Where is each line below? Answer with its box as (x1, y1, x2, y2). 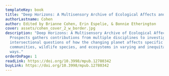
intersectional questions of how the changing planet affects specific (10, 40, 163, 45)
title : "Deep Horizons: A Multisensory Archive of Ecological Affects (5, 12, 156, 17)
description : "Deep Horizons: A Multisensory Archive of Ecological (5, 30, 152, 35)
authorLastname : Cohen (5, 16, 53, 21)
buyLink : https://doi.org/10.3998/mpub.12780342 (5, 63, 109, 68)
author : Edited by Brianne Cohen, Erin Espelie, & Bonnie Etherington (5, 21, 156, 26)
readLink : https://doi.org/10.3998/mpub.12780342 (5, 58, 112, 63)
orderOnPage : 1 (5, 53, 37, 59)
